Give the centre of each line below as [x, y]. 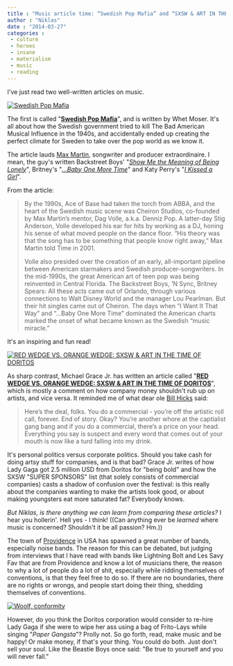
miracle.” [37, 328]
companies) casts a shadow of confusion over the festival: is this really [109, 484]
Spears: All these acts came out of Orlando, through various [110, 291]
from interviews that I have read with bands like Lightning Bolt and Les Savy [115, 555]
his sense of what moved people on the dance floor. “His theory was [122, 233]
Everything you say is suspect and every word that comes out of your [123, 434]
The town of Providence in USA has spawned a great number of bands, [109, 541]
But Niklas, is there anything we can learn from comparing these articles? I [114, 512]
